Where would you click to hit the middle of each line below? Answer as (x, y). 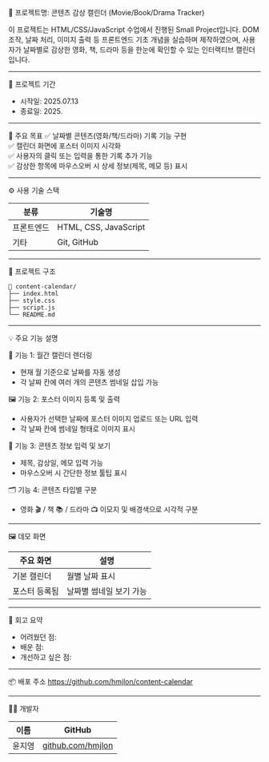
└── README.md (32, 315)
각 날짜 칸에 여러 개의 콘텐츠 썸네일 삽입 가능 (89, 382)
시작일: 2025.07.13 (49, 101)
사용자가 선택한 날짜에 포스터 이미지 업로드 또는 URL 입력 (109, 419)
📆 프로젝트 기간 (32, 84)
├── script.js (32, 308)
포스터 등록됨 (36, 591)
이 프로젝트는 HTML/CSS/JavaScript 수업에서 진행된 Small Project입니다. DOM (134, 30)
